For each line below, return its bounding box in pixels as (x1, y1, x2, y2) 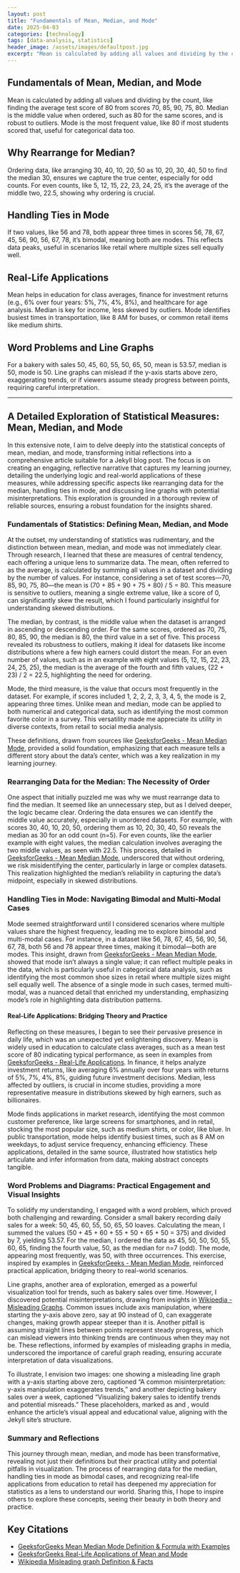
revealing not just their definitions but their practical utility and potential (7, 1457, 217, 1466)
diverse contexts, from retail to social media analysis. (7, 723, 164, 731)
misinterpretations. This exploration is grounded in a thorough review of (7, 493, 219, 502)
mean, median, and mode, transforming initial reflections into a (7, 448, 192, 457)
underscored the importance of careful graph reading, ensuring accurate (7, 1349, 222, 1357)
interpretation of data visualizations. (7, 1356, 114, 1365)
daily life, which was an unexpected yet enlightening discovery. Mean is (7, 1035, 219, 1043)
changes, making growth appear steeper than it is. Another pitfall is (7, 1318, 205, 1327)
